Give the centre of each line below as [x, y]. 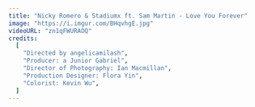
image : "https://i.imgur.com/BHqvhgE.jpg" [81, 23]
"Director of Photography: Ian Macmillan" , [98, 68]
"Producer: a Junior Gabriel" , [76, 61]
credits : [23, 38]
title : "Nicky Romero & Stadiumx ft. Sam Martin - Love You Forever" [128, 16]
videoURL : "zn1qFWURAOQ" [50, 31]
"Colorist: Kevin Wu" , [61, 83]
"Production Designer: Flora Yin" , [83, 76]
